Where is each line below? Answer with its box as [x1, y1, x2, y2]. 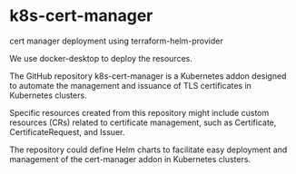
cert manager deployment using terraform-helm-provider [9, 35, 224, 46]
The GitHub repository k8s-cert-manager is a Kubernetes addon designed [9, 70, 287, 82]
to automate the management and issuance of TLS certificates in [9, 80, 252, 91]
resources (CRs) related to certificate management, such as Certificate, [9, 117, 277, 128]
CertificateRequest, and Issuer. [9, 126, 125, 137]
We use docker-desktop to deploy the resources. [9, 53, 192, 63]
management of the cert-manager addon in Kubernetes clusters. [9, 153, 252, 164]
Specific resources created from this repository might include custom [9, 107, 270, 118]
